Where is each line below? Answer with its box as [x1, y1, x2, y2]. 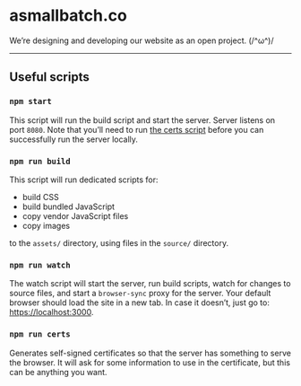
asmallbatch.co [9, 5, 127, 26]
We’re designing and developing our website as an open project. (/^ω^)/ [9, 35, 274, 46]
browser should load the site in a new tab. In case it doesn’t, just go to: [9, 297, 271, 308]
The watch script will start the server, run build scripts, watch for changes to [9, 278, 291, 289]
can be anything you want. [9, 366, 107, 377]
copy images [21, 220, 70, 231]
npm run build [9, 156, 71, 166]
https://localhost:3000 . [9, 307, 94, 318]
